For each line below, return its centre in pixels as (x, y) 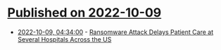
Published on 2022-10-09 (84, 13)
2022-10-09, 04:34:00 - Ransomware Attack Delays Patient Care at (115, 32)
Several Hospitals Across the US (64, 39)
